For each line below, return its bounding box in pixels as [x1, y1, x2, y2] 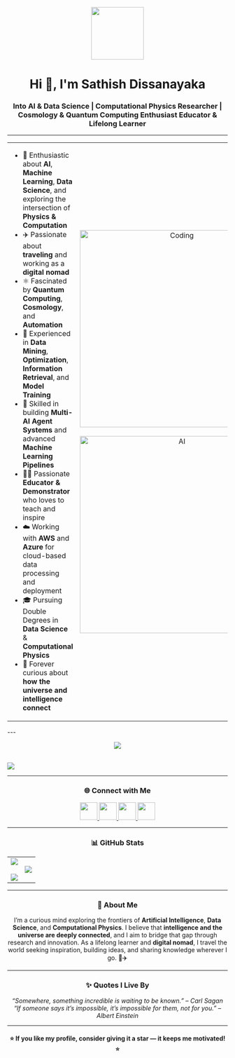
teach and [22, 504, 56, 514]
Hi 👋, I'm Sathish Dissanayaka [29, 76, 206, 93]
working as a [22, 259, 65, 269]
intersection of [22, 203, 71, 213]
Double [22, 606, 47, 616]
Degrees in [22, 616, 59, 625]
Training [22, 390, 51, 400]
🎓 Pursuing [22, 595, 63, 605]
